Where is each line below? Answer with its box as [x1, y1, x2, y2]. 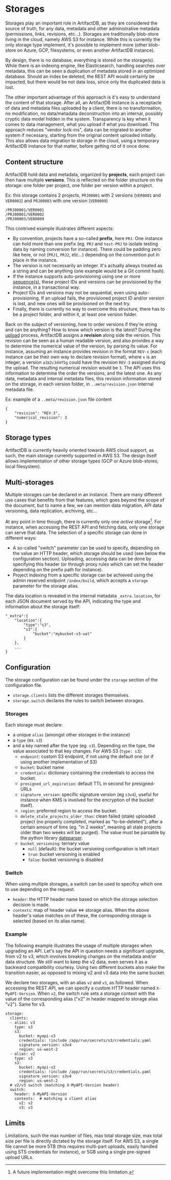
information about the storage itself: [5, 604, 80, 610]
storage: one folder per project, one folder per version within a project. [5, 182, 154, 188]
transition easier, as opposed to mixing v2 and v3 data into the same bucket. [5, 969, 165, 976]
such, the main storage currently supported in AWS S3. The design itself [5, 452, 157, 458]
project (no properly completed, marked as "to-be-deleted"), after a [20, 819, 163, 825]
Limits [5, 1119, 25, 1127]
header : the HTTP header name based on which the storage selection [12, 896, 158, 903]
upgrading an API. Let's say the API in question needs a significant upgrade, [5, 947, 165, 954]
